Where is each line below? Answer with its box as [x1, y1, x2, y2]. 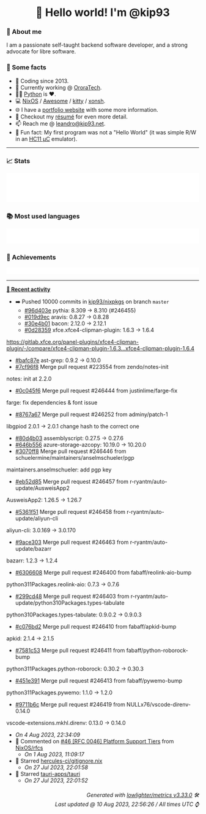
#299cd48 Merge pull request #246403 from [15, 592, 130, 600]
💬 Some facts [6, 63, 47, 72]
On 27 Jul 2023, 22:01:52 [24, 777, 89, 785]
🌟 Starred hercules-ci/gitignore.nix [15, 758, 103, 765]
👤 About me [6, 28, 42, 36]
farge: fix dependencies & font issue [6, 399, 98, 406]
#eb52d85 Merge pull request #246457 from [15, 478, 128, 486]
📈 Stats [6, 157, 31, 165]
